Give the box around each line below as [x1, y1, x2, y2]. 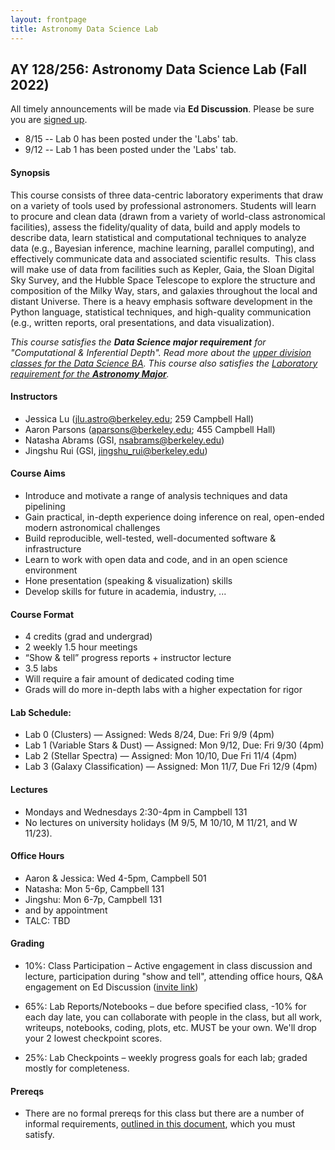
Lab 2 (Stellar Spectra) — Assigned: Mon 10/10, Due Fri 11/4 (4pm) [24, 750, 298, 762]
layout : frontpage [10, 14, 87, 25]
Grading [10, 937, 45, 950]
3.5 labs [24, 662, 58, 675]
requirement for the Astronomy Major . [10, 367, 170, 380]
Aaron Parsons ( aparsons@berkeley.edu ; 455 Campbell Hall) [24, 423, 276, 435]
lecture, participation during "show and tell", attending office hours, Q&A [24, 970, 324, 982]
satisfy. [24, 1129, 55, 1141]
